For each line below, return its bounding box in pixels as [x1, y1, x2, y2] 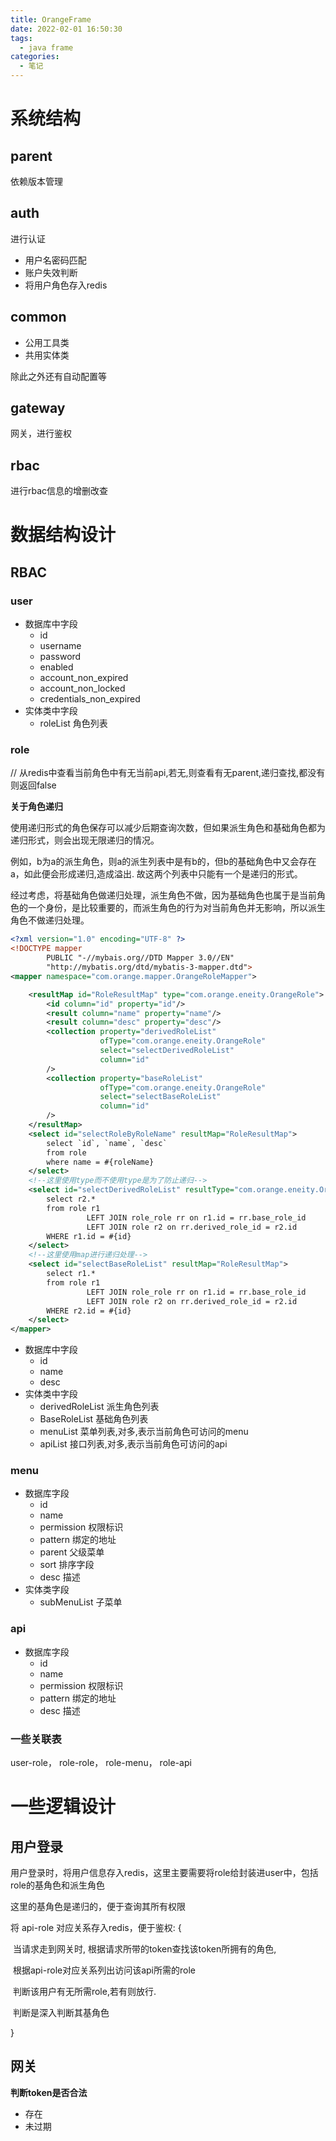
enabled [39, 661, 74, 673]
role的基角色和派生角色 [10, 1879, 105, 1891]
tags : [10, 33, 33, 43]
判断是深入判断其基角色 [12, 2007, 110, 2019]
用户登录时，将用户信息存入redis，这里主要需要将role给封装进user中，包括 [10, 1867, 319, 1879]
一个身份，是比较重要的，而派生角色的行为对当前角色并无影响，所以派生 [27, 902, 326, 914]
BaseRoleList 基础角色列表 [39, 1413, 149, 1425]
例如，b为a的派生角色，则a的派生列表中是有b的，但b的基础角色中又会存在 [10, 856, 317, 868]
